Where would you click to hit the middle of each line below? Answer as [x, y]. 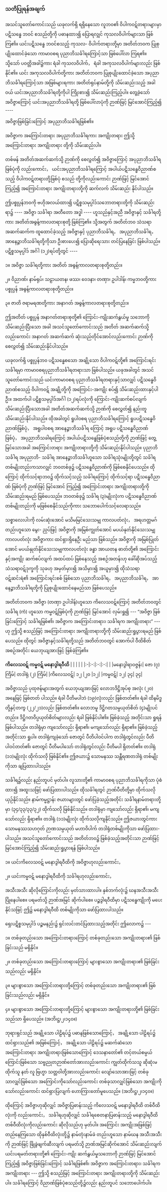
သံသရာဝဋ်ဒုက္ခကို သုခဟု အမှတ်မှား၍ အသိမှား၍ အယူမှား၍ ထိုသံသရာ [73, 568]
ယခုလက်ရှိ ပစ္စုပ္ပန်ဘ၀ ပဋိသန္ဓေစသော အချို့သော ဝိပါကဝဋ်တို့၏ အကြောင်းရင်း [81, 360]
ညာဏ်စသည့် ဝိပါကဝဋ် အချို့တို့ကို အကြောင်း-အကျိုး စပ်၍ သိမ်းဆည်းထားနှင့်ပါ [82, 390]
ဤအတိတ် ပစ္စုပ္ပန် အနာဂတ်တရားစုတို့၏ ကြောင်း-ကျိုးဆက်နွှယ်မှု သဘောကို [78, 317]
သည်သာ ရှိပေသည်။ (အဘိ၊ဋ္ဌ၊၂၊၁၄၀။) [41, 1019]
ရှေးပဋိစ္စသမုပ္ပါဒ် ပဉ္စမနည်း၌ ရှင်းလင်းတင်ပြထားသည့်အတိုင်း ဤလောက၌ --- [78, 924]
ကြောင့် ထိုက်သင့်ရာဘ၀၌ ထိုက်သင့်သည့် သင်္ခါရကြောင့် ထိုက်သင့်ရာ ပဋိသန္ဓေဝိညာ [83, 477]
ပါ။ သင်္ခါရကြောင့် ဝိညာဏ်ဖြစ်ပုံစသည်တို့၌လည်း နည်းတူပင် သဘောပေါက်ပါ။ [79, 1183]
